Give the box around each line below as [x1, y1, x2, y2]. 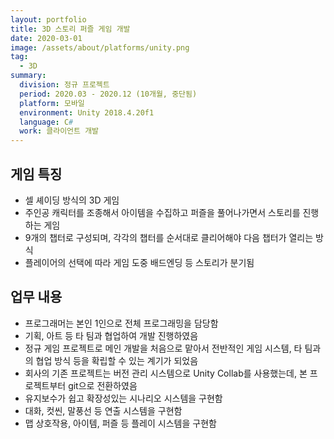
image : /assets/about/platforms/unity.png [10, 42, 190, 53]
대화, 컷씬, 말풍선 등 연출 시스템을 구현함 [24, 404, 183, 416]
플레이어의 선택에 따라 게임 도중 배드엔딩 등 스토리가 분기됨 [24, 256, 255, 268]
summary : [10, 71, 47, 81]
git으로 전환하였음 [68, 379, 138, 391]
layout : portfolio [10, 14, 87, 25]
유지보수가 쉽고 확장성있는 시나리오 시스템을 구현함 [24, 392, 223, 404]
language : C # [19, 117, 74, 127]
